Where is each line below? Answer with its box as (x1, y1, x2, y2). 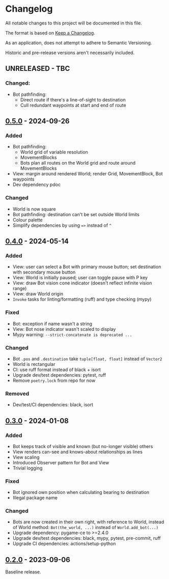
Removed (5, 390, 30, 397)
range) (12, 285, 27, 292)
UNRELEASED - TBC (5, 64, 70, 73)
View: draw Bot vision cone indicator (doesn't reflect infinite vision (12, 280, 152, 286)
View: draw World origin (12, 291, 64, 297)
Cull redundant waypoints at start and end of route (20, 102, 126, 108)
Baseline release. (5, 569, 42, 575)
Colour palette (12, 217, 43, 223)
